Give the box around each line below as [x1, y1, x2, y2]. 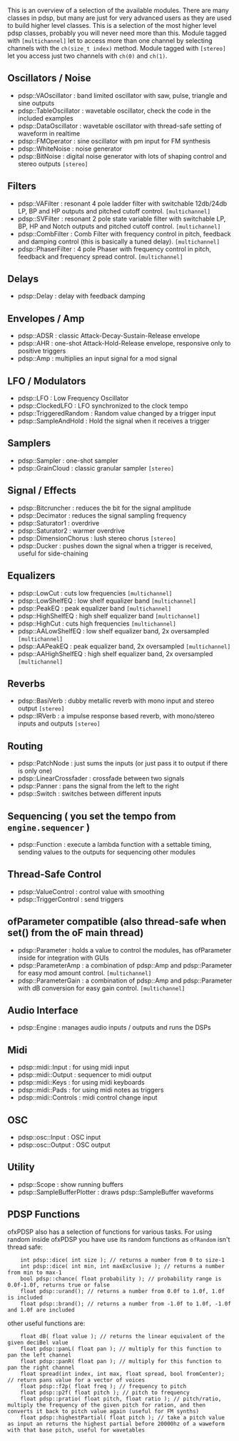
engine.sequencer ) [7, 821, 91, 833]
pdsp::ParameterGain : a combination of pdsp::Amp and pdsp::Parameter [17, 976, 233, 985]
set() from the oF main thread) [7, 927, 144, 939]
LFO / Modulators [7, 375, 86, 387]
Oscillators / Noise [7, 72, 91, 84]
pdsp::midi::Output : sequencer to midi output [17, 1070, 152, 1079]
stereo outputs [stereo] [17, 159, 88, 168]
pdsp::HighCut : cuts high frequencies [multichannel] [17, 619, 176, 628]
